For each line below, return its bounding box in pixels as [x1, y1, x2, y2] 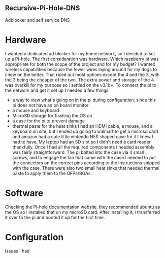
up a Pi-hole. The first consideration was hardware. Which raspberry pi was [5, 56, 159, 62]
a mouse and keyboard [12, 107, 59, 113]
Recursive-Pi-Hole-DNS [5, 4, 80, 12]
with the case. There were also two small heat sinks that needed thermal [12, 165, 160, 171]
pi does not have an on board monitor [12, 102, 89, 108]
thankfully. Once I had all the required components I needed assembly [12, 144, 155, 150]
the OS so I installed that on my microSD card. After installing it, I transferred [5, 209, 160, 215]
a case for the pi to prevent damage [12, 118, 85, 124]
